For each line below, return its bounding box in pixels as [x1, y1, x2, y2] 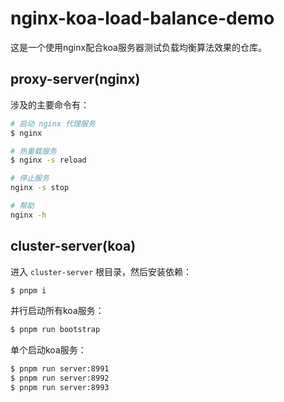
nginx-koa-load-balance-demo [10, 7, 275, 30]
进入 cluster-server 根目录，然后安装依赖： [10, 265, 193, 277]
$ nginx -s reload [10, 155, 87, 166]
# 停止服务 [10, 173, 50, 184]
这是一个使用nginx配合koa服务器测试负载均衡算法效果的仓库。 [10, 41, 267, 53]
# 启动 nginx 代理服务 [10, 118, 96, 129]
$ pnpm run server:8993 [10, 383, 110, 393]
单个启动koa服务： [10, 344, 87, 356]
